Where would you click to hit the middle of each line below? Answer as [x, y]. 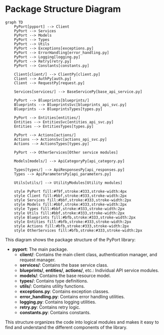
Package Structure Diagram [63, 9]
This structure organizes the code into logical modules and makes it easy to [82, 322]
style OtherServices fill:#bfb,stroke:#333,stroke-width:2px [78, 230]
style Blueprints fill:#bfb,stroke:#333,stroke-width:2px [75, 217]
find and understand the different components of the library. [66, 327]
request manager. [38, 260]
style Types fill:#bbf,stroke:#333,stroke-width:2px [69, 209]
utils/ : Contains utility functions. [52, 286]
